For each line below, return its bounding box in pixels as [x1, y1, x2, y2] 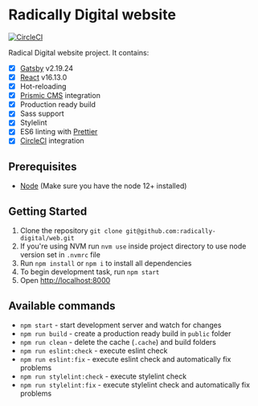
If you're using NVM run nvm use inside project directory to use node [19, 241, 247, 251]
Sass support [19, 109, 64, 118]
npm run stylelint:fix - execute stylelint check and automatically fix [19, 379, 251, 389]
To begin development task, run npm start [19, 267, 160, 277]
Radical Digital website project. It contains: [8, 47, 149, 57]
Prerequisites [8, 159, 77, 174]
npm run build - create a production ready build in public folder [19, 328, 231, 338]
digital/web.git [19, 235, 75, 243]
